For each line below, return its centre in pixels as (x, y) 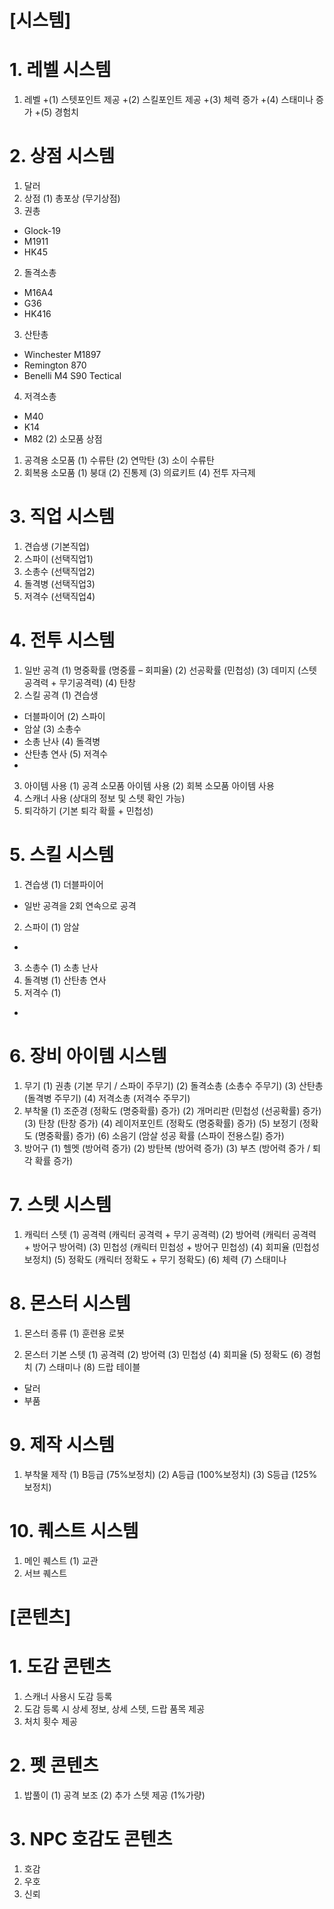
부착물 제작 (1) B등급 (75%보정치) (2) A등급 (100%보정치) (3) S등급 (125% (170, 1474)
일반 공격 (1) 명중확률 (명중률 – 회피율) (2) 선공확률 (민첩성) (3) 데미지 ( (162, 670)
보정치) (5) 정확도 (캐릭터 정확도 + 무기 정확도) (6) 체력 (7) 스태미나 (155, 1259)
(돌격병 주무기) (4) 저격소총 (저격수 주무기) (107, 1098)
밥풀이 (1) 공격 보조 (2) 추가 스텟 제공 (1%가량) (114, 1795)
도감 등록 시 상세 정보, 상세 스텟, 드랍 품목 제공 (114, 1708)
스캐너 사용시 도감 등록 (68, 1696)
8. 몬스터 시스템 (70, 1303)
